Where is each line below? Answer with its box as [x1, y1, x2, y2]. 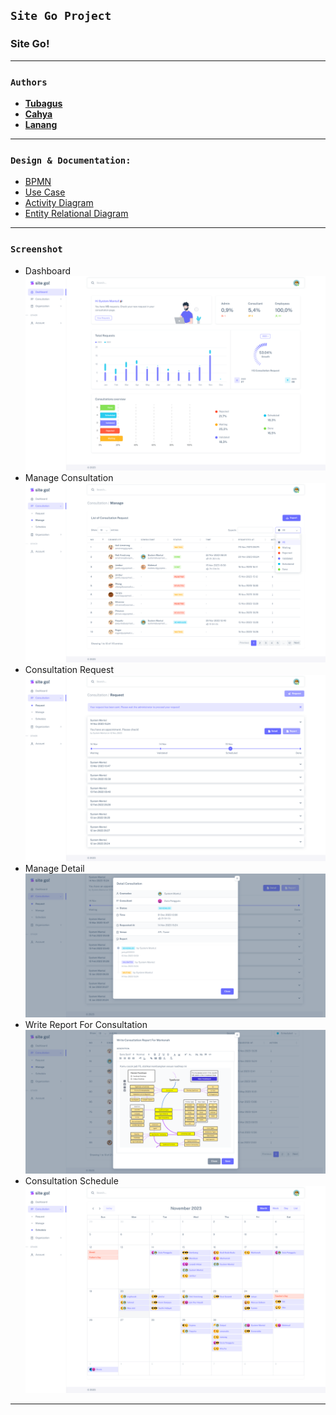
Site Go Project [10, 9, 112, 23]
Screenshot [10, 244, 63, 255]
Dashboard [24, 264, 72, 277]
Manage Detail [24, 862, 85, 874]
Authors [10, 76, 48, 88]
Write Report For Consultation [24, 1018, 148, 1030]
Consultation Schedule [24, 1175, 119, 1187]
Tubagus [24, 97, 63, 109]
